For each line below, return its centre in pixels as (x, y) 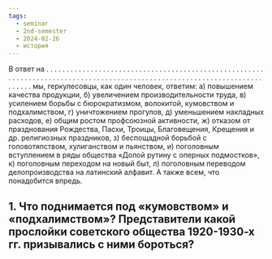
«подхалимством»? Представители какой (122, 219)
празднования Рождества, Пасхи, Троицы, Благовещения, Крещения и (131, 129)
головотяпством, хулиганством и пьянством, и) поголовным (114, 146)
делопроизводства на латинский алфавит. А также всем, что (114, 172)
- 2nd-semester (41, 31)
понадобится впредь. (45, 181)
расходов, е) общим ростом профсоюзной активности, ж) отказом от (130, 121)
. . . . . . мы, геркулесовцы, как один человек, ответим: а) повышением (131, 87)
